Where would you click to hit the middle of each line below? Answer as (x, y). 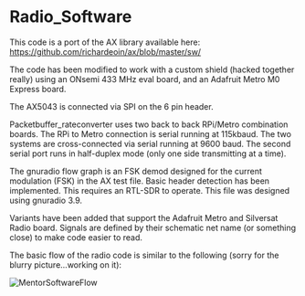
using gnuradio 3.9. (46, 200)
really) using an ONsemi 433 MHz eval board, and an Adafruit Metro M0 (145, 79)
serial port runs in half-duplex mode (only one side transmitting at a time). (148, 153)
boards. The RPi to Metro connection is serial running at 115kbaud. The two (151, 133)
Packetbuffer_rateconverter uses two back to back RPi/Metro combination (149, 124)
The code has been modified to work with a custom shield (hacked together (152, 69)
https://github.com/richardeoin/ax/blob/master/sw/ (105, 51)
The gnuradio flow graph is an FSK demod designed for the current (136, 171)
